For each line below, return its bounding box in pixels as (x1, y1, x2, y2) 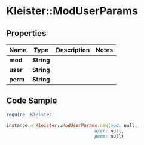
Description (56, 46, 90, 54)
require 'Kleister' (6, 111, 55, 117)
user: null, (94, 128, 124, 134)
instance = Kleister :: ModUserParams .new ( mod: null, (6, 122, 137, 128)
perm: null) (94, 134, 124, 140)
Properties (6, 28, 47, 38)
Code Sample (6, 96, 57, 106)
